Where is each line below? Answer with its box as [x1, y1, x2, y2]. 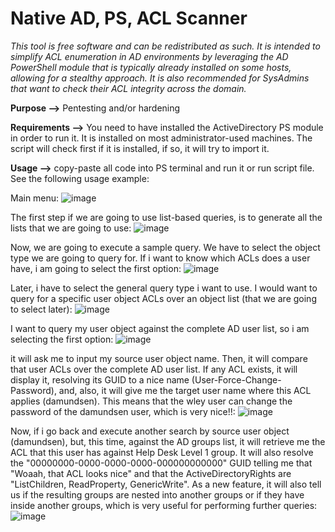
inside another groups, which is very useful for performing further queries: [10, 499, 318, 511]
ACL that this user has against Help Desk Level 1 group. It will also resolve [10, 446, 314, 458]
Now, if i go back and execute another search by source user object [10, 425, 290, 437]
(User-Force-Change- [191, 373, 282, 386]
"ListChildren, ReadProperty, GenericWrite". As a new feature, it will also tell [10, 478, 322, 490]
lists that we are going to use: [10, 222, 132, 234]
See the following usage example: [10, 172, 150, 184]
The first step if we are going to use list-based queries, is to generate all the [10, 211, 323, 223]
